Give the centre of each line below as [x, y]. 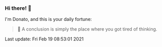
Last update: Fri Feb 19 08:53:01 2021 [44, 39]
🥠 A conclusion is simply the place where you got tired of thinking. [87, 29]
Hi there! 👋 [18, 8]
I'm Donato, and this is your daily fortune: [48, 19]
